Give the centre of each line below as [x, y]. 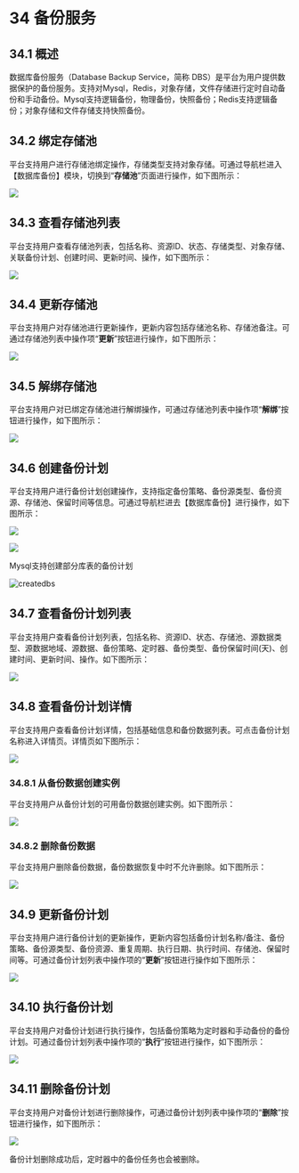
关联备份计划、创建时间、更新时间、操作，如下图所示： [110, 257]
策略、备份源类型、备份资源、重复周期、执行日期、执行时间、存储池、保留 [145, 949]
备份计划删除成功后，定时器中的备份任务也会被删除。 [107, 1159]
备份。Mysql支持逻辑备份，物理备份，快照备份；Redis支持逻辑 [155, 99]
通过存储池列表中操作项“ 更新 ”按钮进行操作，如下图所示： [114, 338]
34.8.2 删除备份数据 [53, 845]
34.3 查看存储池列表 [65, 223]
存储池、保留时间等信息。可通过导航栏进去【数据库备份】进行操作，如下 [157, 502]
